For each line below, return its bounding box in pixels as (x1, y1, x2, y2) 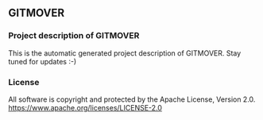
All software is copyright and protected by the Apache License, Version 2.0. (8, 95, 256, 104)
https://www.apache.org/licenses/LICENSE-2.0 (8, 103, 163, 112)
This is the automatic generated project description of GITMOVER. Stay (8, 48, 242, 58)
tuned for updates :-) (8, 56, 77, 66)
